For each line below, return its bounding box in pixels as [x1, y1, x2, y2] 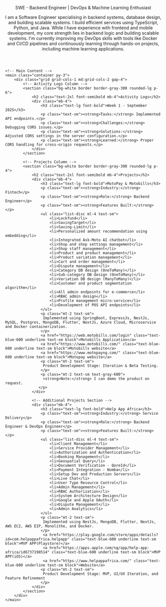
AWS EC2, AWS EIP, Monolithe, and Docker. [5, 524, 94, 529]
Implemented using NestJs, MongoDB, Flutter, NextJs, [43, 519, 156, 524]
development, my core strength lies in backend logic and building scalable [7, 30, 160, 36]
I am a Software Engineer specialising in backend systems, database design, [5, 14, 162, 20]
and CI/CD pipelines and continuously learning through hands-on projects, [7, 41, 160, 47]
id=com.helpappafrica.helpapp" [5, 537, 70, 542]
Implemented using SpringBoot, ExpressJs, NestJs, [43, 316, 150, 321]
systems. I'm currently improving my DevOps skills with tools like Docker [9, 35, 158, 41]
